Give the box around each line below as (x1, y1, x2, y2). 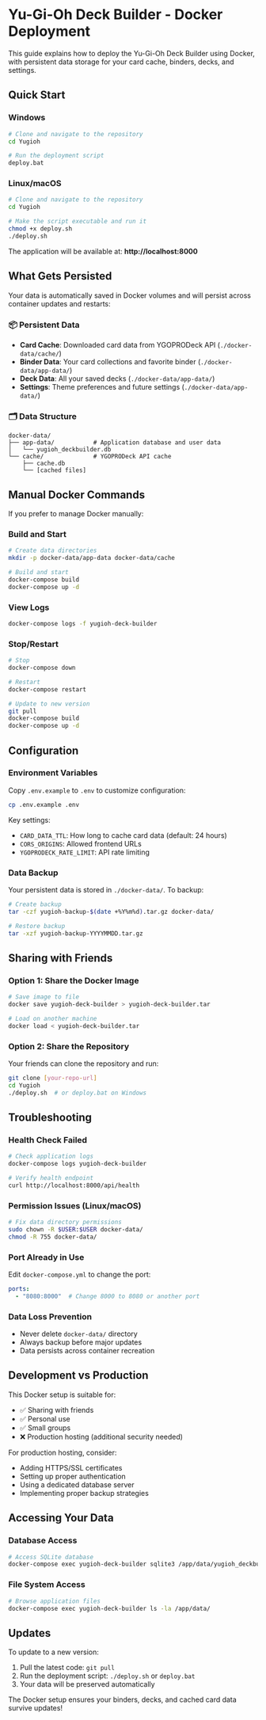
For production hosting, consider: (8, 1448, 117, 1457)
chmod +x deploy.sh (8, 225, 73, 233)
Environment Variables (8, 767, 98, 778)
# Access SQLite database (8, 1553, 93, 1561)
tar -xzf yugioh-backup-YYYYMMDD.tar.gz (8, 929, 144, 938)
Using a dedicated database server (19, 1479, 135, 1490)
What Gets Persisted (8, 269, 112, 283)
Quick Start (8, 89, 66, 102)
